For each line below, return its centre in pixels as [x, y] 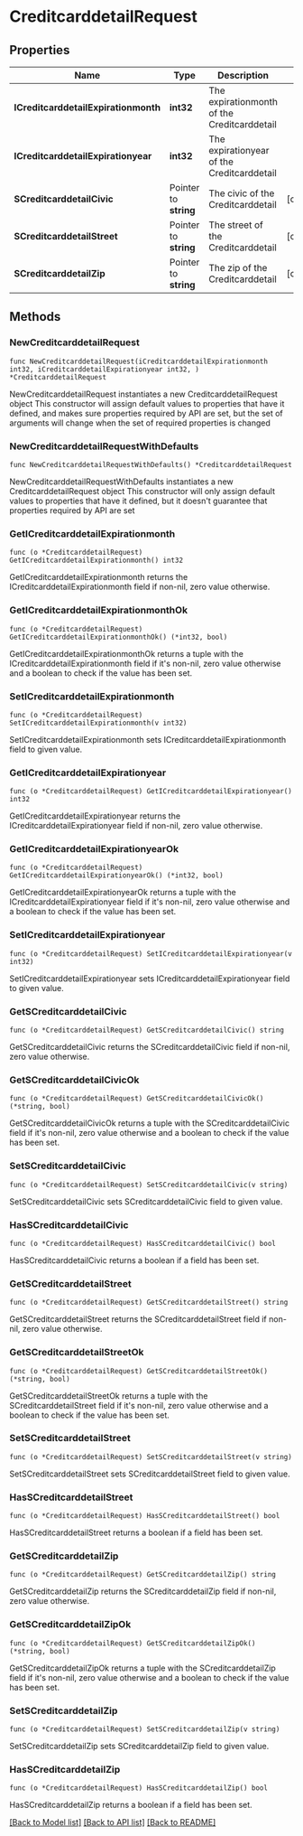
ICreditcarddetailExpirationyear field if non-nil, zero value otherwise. [136, 826]
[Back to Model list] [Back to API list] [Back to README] [113, 1822]
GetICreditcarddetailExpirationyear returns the [95, 816]
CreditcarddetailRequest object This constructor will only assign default [142, 491]
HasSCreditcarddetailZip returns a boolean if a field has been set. [131, 1805]
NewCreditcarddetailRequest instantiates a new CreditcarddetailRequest [143, 394]
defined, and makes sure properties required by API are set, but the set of [147, 413]
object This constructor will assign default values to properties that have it [147, 403]
